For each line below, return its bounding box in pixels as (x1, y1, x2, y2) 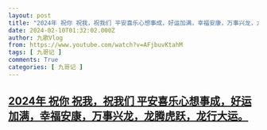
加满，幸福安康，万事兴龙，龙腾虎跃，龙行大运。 (8, 109, 249, 123)
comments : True (8, 56, 59, 64)
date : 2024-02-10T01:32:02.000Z (8, 26, 115, 34)
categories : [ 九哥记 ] (8, 63, 83, 71)
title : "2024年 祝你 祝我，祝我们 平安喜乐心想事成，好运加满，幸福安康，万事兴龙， (8, 19, 257, 27)
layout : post (8, 11, 52, 20)
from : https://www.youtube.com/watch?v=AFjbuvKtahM (8, 41, 183, 49)
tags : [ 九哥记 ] (8, 48, 62, 56)
